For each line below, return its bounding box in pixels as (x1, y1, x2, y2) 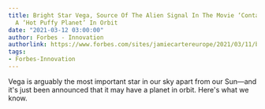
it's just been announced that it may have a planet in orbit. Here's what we (8, 85, 249, 94)
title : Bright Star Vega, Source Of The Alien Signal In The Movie (8, 11, 235, 20)
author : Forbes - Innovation (8, 33, 104, 42)
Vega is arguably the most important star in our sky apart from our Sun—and (8, 76, 257, 86)
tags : (8, 48, 26, 56)
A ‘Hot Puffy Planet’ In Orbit (15, 19, 118, 27)
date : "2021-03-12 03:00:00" (8, 26, 104, 34)
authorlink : (8, 41, 47, 49)
